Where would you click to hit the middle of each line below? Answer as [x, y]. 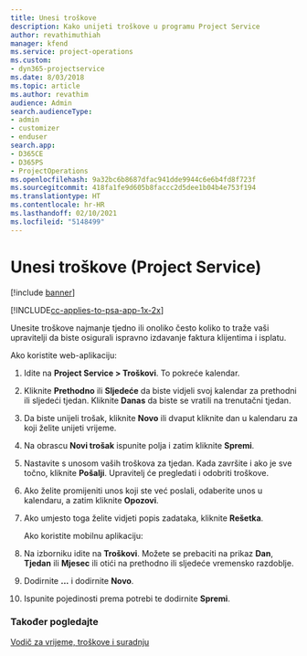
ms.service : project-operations [72, 52]
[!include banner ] [43, 292]
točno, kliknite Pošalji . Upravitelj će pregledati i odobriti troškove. [146, 472]
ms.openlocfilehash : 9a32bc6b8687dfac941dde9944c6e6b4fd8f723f [133, 179]
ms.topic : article [45, 86]
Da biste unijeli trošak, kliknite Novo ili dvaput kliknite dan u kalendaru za [160, 418]
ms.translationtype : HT [56, 196]
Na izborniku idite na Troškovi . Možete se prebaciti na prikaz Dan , [148, 553]
